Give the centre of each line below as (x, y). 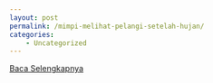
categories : (32, 34)
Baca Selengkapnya (47, 69)
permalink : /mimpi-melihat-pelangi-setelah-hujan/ (107, 26)
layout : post (34, 18)
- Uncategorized (57, 43)
